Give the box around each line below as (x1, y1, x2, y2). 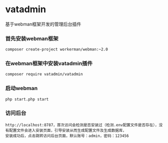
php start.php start (5, 97, 49, 102)
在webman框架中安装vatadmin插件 (5, 60, 93, 67)
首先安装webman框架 (5, 35, 59, 42)
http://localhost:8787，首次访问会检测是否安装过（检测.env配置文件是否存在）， (5, 122, 159, 128)
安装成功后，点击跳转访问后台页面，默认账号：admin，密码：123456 (5, 133, 129, 138)
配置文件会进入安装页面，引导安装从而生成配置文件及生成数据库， (9, 128, 127, 133)
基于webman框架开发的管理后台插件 (5, 21, 81, 27)
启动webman (5, 85, 38, 92)
